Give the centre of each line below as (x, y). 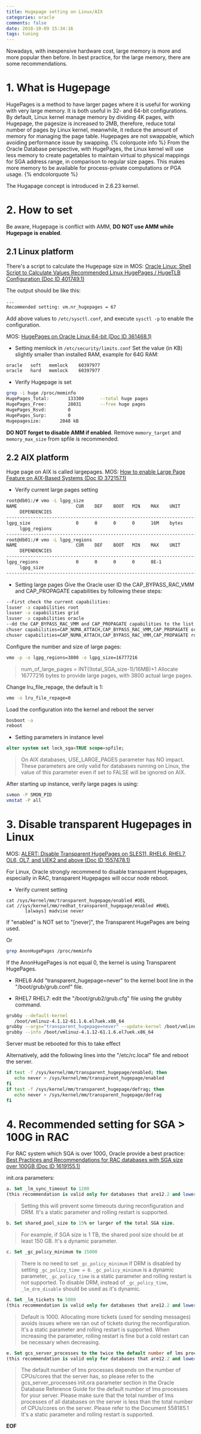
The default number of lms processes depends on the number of (101, 1370)
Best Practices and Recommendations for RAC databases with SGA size (95, 1160)
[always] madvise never (54, 911)
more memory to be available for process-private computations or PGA (94, 168)
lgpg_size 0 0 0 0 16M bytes (95, 523)
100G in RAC (38, 1137)
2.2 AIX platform (38, 457)
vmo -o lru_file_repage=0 (38, 698)
